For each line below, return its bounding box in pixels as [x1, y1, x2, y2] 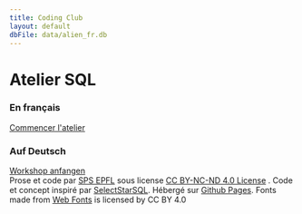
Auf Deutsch [9, 144, 66, 157]
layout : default [9, 22, 71, 31]
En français [9, 102, 61, 114]
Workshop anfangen [9, 165, 86, 177]
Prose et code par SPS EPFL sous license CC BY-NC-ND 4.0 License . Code [9, 175, 293, 186]
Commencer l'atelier [9, 122, 86, 132]
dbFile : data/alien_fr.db [9, 30, 107, 39]
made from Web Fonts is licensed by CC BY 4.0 [9, 194, 187, 205]
